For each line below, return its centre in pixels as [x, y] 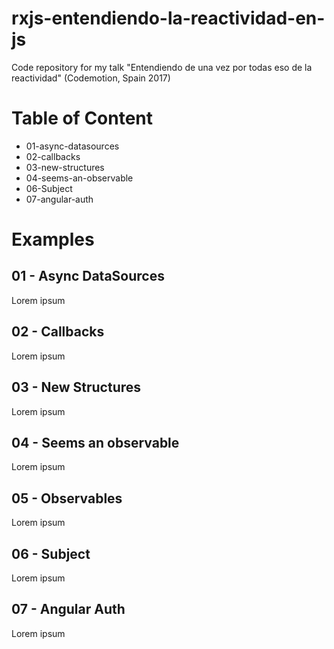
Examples [53, 239]
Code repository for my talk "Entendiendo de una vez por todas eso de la [162, 67]
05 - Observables [67, 498]
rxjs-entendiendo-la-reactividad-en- [168, 18]
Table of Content [82, 118]
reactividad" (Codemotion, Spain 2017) [91, 78]
